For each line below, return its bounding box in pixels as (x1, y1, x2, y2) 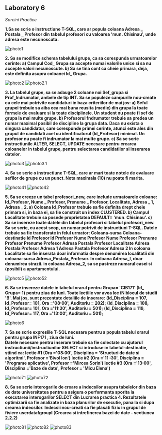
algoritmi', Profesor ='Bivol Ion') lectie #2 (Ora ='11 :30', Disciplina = (5, 355, 145, 360)
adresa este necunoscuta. (5, 36, 59, 42)
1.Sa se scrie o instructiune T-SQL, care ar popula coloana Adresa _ (5, 26, 143, 32)
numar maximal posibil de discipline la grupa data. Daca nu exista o (5, 120, 144, 126)
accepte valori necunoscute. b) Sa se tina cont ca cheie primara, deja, (5, 65, 148, 71)
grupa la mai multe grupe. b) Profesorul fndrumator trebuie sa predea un (5, 115, 154, 121)
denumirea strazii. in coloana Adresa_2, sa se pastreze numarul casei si (5, 261, 152, 266)
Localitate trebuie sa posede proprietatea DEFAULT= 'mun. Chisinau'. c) (5, 214, 152, 220)
